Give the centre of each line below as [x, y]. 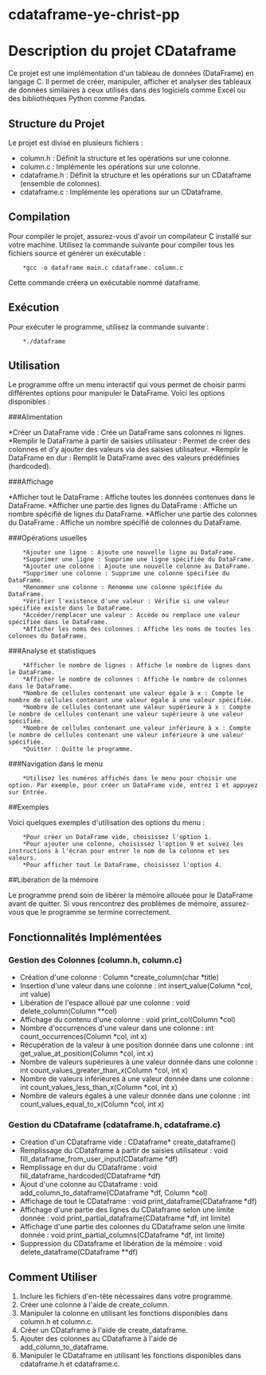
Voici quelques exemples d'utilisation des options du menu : [107, 822]
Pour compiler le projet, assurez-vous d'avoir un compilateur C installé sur [130, 236]
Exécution [34, 308]
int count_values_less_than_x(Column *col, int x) [98, 1088]
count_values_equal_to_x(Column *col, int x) [92, 1104]
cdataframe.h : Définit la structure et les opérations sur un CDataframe [136, 175]
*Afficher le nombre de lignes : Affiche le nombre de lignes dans [137, 666]
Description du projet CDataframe [122, 51]
